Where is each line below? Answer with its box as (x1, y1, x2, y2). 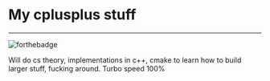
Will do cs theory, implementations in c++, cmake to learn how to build (8, 55, 242, 65)
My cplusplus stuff (8, 6, 137, 24)
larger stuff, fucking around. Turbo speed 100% (8, 63, 166, 73)
